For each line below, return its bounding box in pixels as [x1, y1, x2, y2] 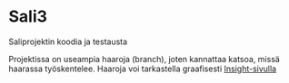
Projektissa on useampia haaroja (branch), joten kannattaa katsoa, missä [8, 53, 281, 64]
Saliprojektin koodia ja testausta [8, 36, 128, 47]
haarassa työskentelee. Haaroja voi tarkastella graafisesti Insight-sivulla [8, 63, 277, 74]
